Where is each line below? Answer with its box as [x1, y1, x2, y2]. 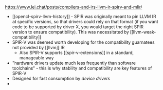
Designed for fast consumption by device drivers [12, 75, 110, 81]
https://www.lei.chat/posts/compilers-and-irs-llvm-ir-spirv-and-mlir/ [5, 4, 143, 10]
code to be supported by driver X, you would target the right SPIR [12, 24, 144, 30]
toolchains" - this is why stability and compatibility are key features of [12, 65, 152, 71]
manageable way [19, 55, 54, 60]
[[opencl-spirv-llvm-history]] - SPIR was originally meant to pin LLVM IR [12, 14, 157, 19]
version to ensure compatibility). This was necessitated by [12, 29, 129, 35]
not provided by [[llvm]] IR [12, 45, 65, 50]
